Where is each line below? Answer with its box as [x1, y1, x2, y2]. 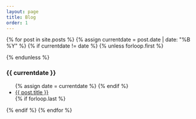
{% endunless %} [6, 54, 50, 61]
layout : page [6, 8, 39, 15]
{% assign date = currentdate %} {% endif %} [14, 82, 129, 89]
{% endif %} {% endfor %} [6, 107, 73, 114]
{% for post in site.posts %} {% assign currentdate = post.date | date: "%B [6, 36, 191, 43]
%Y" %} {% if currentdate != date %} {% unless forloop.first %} [6, 42, 164, 49]
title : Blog [6, 14, 36, 20]
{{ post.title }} [14, 89, 49, 96]
